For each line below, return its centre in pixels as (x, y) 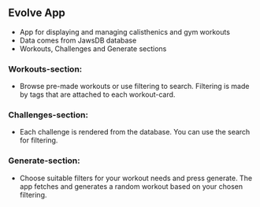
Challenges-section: (48, 115)
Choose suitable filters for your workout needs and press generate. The (136, 178)
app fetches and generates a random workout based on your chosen (131, 186)
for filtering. (39, 140)
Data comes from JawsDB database (78, 40)
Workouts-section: (45, 68)
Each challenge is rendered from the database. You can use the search (135, 132)
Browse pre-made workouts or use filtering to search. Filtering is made (134, 87)
